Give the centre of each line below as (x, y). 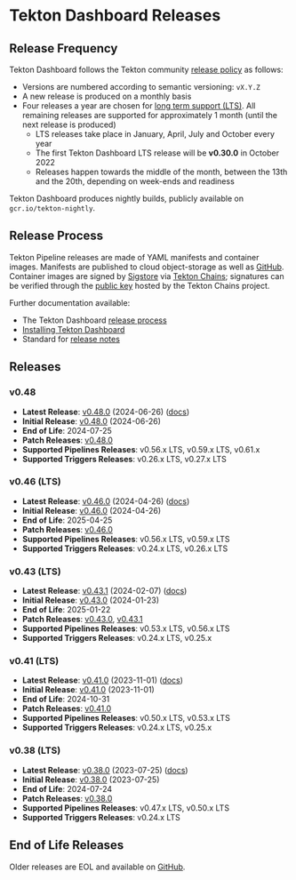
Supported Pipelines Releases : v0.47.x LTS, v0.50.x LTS (125, 808)
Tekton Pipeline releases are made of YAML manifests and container (134, 257)
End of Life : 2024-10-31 (66, 700)
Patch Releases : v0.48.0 (68, 440)
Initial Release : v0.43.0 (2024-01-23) (91, 600)
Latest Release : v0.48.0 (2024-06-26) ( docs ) (106, 412)
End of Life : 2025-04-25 (67, 520)
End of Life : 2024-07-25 (67, 430)
